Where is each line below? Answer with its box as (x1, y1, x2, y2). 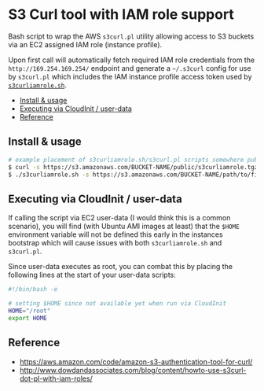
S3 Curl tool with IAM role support (8, 6, 234, 24)
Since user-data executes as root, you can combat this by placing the (8, 262, 233, 271)
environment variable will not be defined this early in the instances (8, 230, 223, 239)
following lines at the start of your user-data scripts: (8, 270, 176, 280)
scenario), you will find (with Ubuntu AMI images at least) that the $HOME (8, 222, 240, 231)
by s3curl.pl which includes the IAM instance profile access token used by (8, 72, 252, 81)
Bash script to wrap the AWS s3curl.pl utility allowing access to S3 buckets (8, 31, 255, 41)
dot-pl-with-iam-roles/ (19, 374, 93, 383)
